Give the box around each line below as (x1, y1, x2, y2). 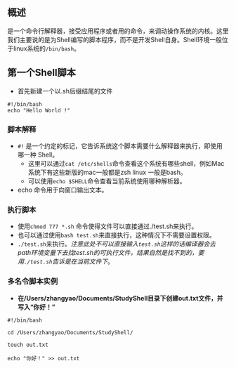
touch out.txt (7, 341, 49, 348)
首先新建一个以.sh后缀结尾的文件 (17, 86, 113, 95)
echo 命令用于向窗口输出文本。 (17, 185, 108, 194)
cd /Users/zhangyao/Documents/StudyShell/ (7, 329, 133, 336)
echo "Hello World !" (7, 107, 71, 114)
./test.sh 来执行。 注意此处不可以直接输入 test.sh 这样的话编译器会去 (17, 239, 216, 248)
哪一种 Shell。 (17, 150, 58, 159)
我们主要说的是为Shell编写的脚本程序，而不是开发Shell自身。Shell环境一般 (7, 35, 223, 44)
